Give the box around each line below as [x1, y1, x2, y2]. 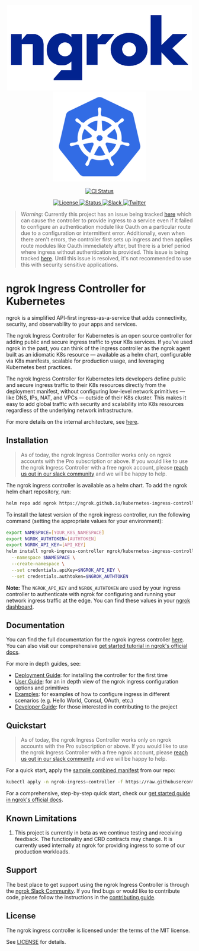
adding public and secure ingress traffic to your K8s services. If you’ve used [6, 338, 192, 345]
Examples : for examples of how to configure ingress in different [14, 691, 170, 698]
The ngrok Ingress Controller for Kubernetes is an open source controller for [6, 332, 192, 339]
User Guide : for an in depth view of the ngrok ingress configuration [14, 678, 179, 685]
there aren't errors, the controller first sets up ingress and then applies [20, 236, 192, 243]
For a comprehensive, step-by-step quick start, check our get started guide [6, 790, 191, 797]
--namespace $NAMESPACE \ [11, 555, 76, 560]
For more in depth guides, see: [6, 660, 81, 667]
